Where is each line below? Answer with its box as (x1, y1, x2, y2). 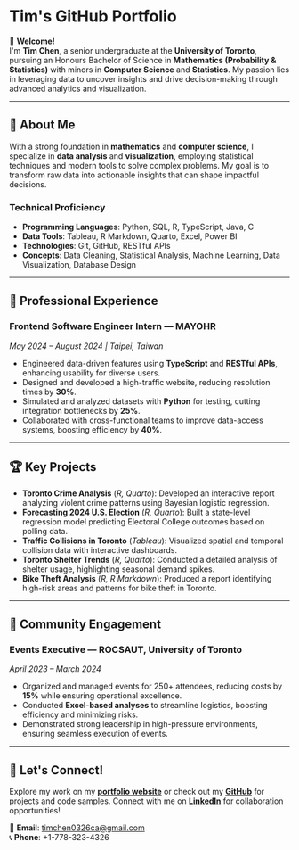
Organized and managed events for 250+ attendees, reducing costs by (21, 681, 283, 692)
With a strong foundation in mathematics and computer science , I (9, 141, 254, 152)
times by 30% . (21, 386, 77, 397)
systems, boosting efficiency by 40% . (21, 424, 163, 434)
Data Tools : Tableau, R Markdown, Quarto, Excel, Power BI (21, 231, 238, 242)
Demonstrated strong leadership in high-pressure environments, (21, 719, 258, 730)
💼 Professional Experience (9, 293, 158, 309)
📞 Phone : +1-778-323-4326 (9, 832, 109, 843)
